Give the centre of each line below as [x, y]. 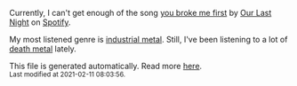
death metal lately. [43, 49]
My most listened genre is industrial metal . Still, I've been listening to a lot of [148, 39]
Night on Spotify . [40, 22]
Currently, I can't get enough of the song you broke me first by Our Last [140, 13]
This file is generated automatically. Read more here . [106, 66]
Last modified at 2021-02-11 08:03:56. [68, 74]
